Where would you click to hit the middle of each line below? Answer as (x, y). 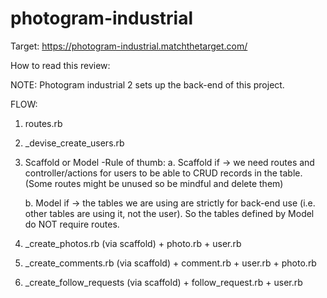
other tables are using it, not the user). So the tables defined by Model (169, 213)
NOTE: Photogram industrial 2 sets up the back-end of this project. (147, 84)
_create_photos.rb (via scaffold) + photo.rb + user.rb (133, 243)
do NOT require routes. (72, 224)
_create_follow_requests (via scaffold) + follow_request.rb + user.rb (163, 282)
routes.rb (43, 123)
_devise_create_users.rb (74, 143)
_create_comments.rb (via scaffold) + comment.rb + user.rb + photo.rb (170, 263)
